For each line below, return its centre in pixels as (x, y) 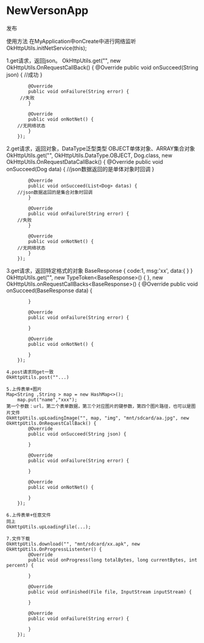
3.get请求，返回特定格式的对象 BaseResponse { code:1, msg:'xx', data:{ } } (100, 270)
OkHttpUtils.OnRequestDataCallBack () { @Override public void (85, 161)
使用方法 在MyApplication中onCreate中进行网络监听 (71, 41)
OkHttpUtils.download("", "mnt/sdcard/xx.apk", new (73, 544)
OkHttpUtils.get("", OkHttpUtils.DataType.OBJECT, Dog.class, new (89, 155)
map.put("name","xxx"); (47, 399)
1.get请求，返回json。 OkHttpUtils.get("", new (64, 60)
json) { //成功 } (24, 74)
